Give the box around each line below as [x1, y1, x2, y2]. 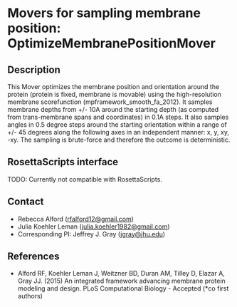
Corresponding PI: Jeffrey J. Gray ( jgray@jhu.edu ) [17, 229, 166, 238]
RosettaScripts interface [7, 156, 119, 168]
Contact [7, 196, 44, 208]
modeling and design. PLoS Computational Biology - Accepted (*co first [17, 284, 229, 293]
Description [7, 63, 60, 76]
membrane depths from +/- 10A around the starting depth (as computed [7, 105, 219, 113]
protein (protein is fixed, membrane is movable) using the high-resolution [7, 90, 222, 98]
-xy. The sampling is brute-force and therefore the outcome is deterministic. [7, 135, 231, 144]
